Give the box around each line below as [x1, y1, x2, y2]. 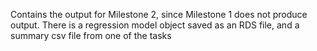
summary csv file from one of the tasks [10, 30, 172, 41]
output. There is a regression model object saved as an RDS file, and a [10, 19, 300, 31]
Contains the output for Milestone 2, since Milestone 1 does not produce [10, 9, 308, 20]
